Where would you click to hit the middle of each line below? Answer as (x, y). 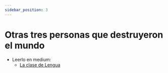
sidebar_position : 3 (26, 10)
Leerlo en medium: (32, 59)
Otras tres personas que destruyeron (84, 34)
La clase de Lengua (40, 65)
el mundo (25, 45)
